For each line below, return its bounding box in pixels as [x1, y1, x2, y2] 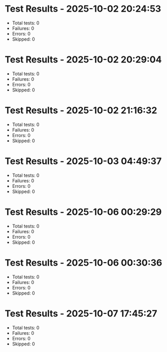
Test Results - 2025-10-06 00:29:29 [5, 206, 162, 217]
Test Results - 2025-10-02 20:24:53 [5, 3, 161, 15]
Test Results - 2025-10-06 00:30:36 [5, 257, 162, 268]
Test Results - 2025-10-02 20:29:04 [5, 54, 162, 66]
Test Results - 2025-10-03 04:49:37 [5, 155, 162, 167]
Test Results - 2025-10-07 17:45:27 [5, 308, 158, 319]
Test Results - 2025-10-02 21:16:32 [5, 105, 157, 116]
